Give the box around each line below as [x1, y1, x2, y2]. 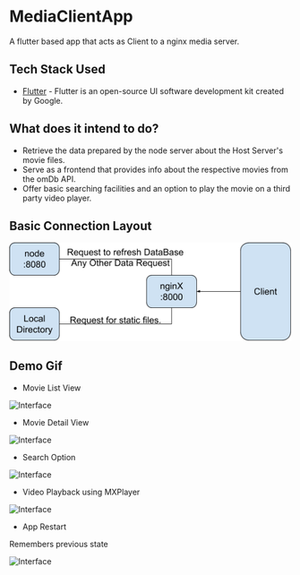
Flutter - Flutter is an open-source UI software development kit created [21, 85, 285, 96]
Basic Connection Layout [9, 218, 152, 234]
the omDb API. [21, 173, 76, 185]
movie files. [21, 154, 65, 165]
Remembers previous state [9, 538, 109, 549]
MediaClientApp [9, 6, 133, 27]
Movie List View [21, 382, 81, 393]
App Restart [21, 521, 67, 532]
